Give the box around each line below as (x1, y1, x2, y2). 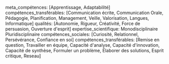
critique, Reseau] (5, 53, 41, 59)
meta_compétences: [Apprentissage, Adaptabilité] (5, 5, 110, 10)
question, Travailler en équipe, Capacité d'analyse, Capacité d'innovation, (5, 42, 160, 48)
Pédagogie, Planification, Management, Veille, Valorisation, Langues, (5, 15, 149, 21)
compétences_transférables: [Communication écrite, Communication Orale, (5, 10, 164, 16)
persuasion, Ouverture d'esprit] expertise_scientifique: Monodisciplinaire (5, 26, 158, 32)
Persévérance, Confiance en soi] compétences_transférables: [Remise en (5, 37, 159, 43)
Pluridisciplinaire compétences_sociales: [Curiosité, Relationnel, (5, 31, 139, 37)
